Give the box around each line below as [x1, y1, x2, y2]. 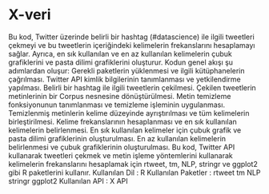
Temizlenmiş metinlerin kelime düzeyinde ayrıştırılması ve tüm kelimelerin [8, 108, 250, 117]
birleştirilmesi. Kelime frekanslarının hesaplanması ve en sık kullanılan [8, 117, 238, 126]
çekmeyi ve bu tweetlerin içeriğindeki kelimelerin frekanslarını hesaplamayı [8, 40, 255, 49]
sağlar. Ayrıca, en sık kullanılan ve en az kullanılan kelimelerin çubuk [8, 49, 232, 58]
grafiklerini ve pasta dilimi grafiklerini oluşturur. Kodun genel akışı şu [8, 57, 234, 67]
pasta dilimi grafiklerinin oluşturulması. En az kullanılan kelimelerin [8, 133, 227, 143]
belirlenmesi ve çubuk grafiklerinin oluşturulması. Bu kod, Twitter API [8, 142, 235, 152]
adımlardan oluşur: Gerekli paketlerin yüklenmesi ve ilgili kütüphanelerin [8, 65, 246, 75]
